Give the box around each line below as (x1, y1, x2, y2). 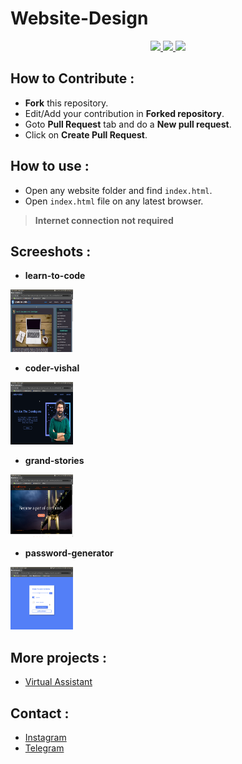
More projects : (10, 649, 107, 666)
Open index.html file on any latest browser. (24, 195, 204, 207)
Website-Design (10, 7, 149, 30)
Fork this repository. (24, 97, 109, 109)
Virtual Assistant (24, 676, 93, 688)
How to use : (10, 158, 90, 175)
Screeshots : (10, 243, 92, 260)
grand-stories (24, 455, 85, 467)
